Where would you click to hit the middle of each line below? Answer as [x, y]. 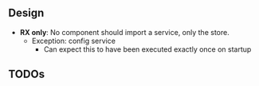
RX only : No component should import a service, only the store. [124, 32]
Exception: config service [73, 41]
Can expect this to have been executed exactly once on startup [147, 49]
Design [26, 13]
